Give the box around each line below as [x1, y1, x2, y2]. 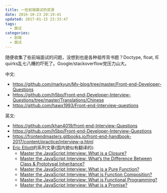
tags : [5, 21, 16, 26]
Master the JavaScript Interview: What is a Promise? [19, 182, 127, 188]
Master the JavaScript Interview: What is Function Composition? [19, 171, 152, 177]
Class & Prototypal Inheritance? [19, 160, 85, 166]
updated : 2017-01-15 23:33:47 [5, 16, 68, 21]
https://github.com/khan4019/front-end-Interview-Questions [12, 122, 137, 128]
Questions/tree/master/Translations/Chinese [12, 97, 104, 103]
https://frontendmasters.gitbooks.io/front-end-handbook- [12, 133, 131, 139]
